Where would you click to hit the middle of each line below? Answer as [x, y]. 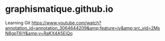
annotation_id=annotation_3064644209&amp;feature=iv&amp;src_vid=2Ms [83, 28]
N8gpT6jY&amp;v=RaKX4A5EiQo [39, 33]
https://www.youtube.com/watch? [67, 23]
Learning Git [18, 23]
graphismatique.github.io [59, 9]
